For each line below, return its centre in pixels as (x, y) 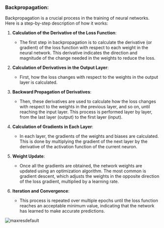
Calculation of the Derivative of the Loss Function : (64, 33)
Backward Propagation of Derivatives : (52, 92)
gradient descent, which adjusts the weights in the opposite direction (89, 176)
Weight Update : (28, 156)
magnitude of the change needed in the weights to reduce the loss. (87, 58)
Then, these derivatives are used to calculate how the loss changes (88, 101)
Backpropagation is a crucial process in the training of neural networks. (77, 18)
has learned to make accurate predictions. (62, 211)
